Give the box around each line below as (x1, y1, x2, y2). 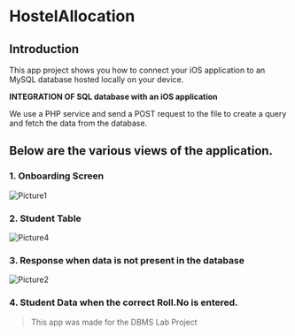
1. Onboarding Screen (9, 170, 105, 182)
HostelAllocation (9, 6, 136, 27)
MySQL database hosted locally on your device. (9, 74, 184, 85)
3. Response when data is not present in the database (9, 254, 245, 266)
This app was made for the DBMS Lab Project (30, 317, 198, 327)
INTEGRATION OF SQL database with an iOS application (9, 91, 219, 102)
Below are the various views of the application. (9, 143, 273, 158)
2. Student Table (9, 212, 82, 225)
